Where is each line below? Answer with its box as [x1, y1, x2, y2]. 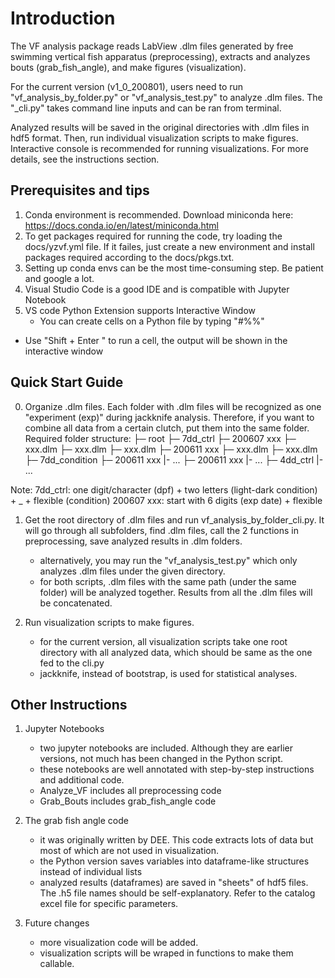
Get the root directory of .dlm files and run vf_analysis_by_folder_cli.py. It [24, 513, 325, 526]
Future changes [24, 917, 90, 929]
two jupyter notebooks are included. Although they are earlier [39, 742, 294, 754]
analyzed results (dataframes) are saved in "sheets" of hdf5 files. [39, 877, 309, 889]
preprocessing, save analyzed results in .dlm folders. [24, 535, 243, 547]
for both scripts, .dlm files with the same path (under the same [39, 575, 297, 587]
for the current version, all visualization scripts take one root [39, 635, 288, 647]
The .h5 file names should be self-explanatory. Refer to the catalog [39, 887, 316, 899]
